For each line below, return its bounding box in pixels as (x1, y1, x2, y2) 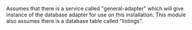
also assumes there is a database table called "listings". (6, 18, 144, 24)
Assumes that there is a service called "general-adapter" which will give (6, 5, 184, 12)
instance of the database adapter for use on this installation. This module (6, 11, 187, 18)
